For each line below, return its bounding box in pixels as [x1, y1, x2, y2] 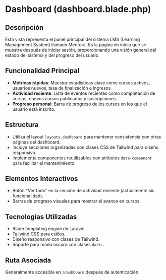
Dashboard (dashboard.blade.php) [5, 3, 151, 15]
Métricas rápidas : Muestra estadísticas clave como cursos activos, [12, 79, 150, 85]
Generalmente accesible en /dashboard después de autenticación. [5, 269, 140, 275]
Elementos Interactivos [5, 175, 78, 183]
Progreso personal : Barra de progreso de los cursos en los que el [12, 101, 147, 107]
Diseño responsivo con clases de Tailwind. [12, 236, 100, 242]
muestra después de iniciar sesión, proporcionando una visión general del [5, 47, 157, 53]
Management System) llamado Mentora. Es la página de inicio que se [5, 42, 146, 48]
